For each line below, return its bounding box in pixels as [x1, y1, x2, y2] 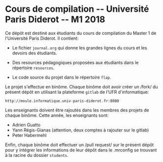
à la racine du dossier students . [5, 152, 69, 158]
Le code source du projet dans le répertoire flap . [12, 74, 111, 80]
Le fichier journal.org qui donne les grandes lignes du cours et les [12, 45, 147, 51]
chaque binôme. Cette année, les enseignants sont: [5, 112, 109, 118]
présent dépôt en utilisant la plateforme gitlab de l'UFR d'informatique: [5, 89, 149, 95]
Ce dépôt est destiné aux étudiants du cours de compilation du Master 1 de [5, 30, 157, 36]
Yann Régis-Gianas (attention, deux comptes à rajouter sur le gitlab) [12, 127, 149, 133]
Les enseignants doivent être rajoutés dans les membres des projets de [5, 107, 149, 113]
